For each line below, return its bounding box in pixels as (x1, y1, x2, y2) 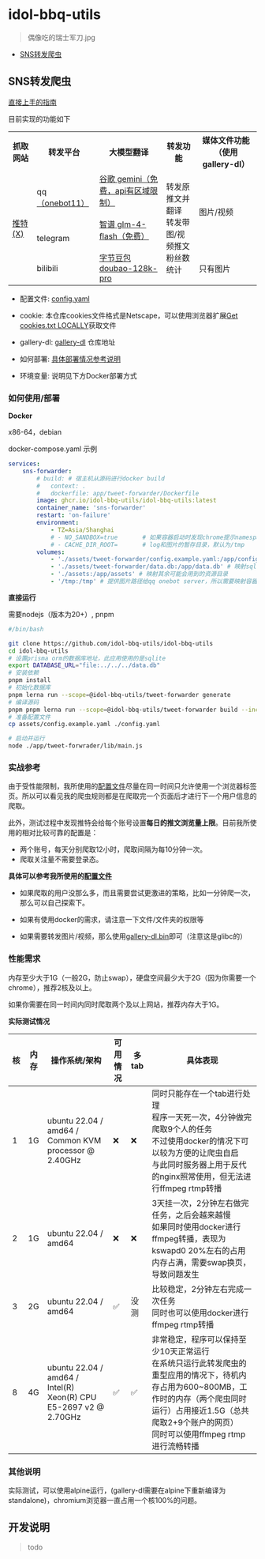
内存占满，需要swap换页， (151, 1256, 251, 1267)
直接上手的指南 (8, 97, 57, 107)
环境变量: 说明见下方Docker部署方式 (19, 371, 138, 380)
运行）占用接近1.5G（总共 (151, 1405, 250, 1416)
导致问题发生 (151, 1268, 200, 1279)
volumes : (36, 548, 65, 556)
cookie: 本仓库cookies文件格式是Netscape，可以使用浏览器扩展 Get (19, 311, 238, 320)
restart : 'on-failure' (36, 511, 111, 519)
